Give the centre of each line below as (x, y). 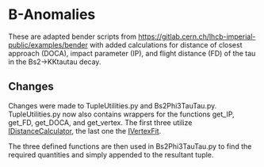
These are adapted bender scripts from (73, 36)
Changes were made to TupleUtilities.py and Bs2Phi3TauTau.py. (113, 105)
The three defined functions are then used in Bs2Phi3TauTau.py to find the (130, 146)
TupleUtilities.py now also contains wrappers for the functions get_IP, (122, 114)
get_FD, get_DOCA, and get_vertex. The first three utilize (100, 122)
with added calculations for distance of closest (166, 44)
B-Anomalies (52, 15)
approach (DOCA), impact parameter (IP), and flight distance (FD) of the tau (132, 53)
